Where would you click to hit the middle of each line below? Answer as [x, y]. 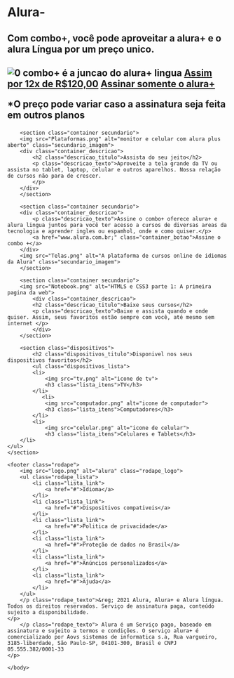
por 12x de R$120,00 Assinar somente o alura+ [111, 84]
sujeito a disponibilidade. [48, 612]
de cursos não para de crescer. [54, 176]
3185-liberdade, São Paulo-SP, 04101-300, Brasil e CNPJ [92, 643]
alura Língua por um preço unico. [81, 49]
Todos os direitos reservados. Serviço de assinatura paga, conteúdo [111, 606]
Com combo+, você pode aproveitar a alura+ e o [115, 38]
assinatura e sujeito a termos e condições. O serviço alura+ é [103, 631]
